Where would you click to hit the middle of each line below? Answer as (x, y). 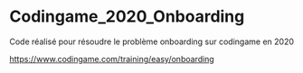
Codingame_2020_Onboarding (127, 17)
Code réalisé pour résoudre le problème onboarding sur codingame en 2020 (152, 41)
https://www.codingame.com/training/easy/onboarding (112, 59)
